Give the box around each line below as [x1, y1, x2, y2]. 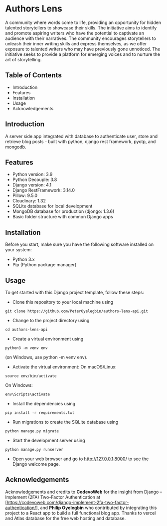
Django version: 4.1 [12, 182, 51, 188]
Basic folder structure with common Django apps [12, 214, 113, 220]
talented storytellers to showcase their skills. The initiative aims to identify [5, 24, 157, 30]
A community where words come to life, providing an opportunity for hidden [5, 19, 161, 25]
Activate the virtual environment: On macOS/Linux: [12, 364, 117, 369]
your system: [5, 247, 32, 253]
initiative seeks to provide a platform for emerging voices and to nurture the [5, 51, 161, 57]
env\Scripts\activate [5, 392, 50, 397]
